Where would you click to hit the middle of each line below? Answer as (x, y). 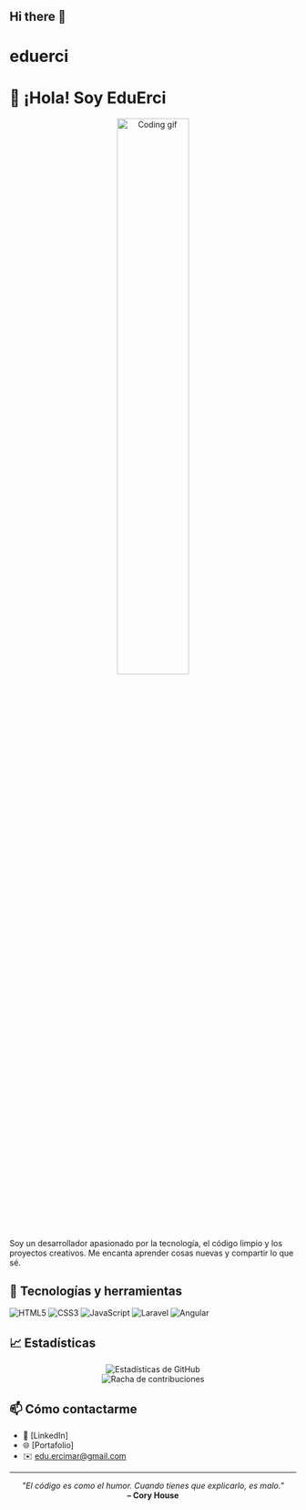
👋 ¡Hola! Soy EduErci (88, 98)
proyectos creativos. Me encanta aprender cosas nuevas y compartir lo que (152, 1253)
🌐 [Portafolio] (48, 1445)
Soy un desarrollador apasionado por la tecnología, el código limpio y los (146, 1243)
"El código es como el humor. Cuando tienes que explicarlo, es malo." (153, 1485)
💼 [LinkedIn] (45, 1435)
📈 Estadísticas (53, 1343)
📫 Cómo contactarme (74, 1409)
